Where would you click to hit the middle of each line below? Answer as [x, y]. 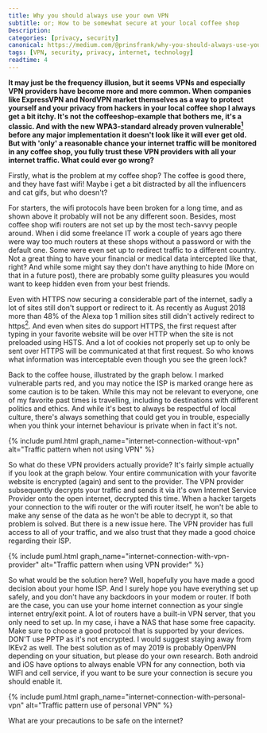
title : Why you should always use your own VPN [89, 16]
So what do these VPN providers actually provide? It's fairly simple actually [131, 465]
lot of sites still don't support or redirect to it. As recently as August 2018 [127, 308]
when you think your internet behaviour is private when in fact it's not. [123, 425]
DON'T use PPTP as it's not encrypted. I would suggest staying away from [130, 639]
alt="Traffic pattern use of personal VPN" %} [99, 705]
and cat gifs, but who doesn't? [58, 192]
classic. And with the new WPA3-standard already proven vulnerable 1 [126, 126]
